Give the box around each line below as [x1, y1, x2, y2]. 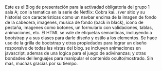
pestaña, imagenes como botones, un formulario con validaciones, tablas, [5, 25, 153, 30]
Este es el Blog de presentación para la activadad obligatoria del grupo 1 [5, 4, 150, 10]
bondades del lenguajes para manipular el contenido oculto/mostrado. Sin [5, 56, 153, 61]
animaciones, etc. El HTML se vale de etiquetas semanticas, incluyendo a [5, 30, 152, 35]
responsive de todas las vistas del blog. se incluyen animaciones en [5, 45, 141, 51]
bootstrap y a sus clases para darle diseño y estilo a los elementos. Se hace [5, 35, 157, 41]
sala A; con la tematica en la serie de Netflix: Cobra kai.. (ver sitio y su [5, 9, 145, 15]
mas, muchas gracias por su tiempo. [5, 60, 78, 66]
